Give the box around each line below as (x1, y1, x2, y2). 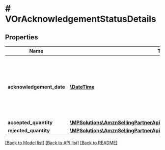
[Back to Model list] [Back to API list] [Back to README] (5, 140, 118, 146)
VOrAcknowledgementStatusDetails (5, 13, 156, 25)
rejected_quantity (7, 127, 50, 134)
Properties (5, 33, 38, 41)
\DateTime (69, 84, 95, 90)
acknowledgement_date (7, 84, 65, 90)
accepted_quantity (7, 119, 53, 126)
